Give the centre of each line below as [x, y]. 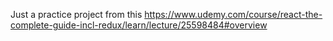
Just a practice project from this [76, 14]
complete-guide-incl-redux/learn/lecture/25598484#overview [139, 25]
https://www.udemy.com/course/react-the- [233, 14]
